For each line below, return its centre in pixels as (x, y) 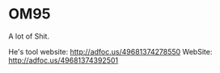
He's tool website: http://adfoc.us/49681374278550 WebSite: (110, 51)
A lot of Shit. (29, 36)
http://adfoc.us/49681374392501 (63, 60)
